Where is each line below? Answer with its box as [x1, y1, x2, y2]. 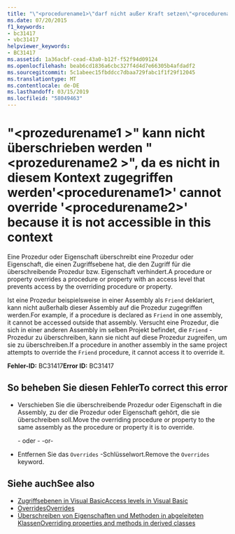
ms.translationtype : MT [7, 75, 77, 83]
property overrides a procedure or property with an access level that [7, 275, 205, 283]
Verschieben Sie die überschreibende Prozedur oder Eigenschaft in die [17, 400, 222, 409]
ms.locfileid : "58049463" [7, 95, 83, 102]
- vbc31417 [7, 36, 39, 43]
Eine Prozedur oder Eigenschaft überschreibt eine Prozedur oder [7, 252, 194, 261]
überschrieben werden [7, 140, 143, 156]
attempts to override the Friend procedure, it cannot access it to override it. [7, 348, 225, 356]
